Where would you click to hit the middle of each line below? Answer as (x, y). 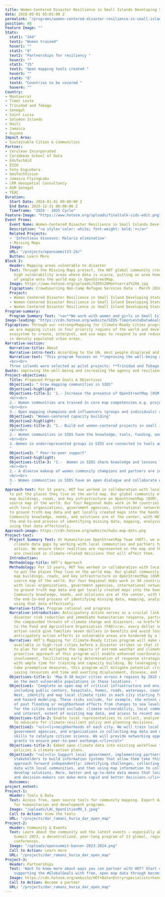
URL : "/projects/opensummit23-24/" (46, 252)
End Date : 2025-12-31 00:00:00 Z (44, 206)
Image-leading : (21, 320)
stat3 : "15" (22, 64)
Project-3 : (16, 860)
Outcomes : (19, 782)
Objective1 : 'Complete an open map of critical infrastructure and (80, 686)
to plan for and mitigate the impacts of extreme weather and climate (88, 649)
